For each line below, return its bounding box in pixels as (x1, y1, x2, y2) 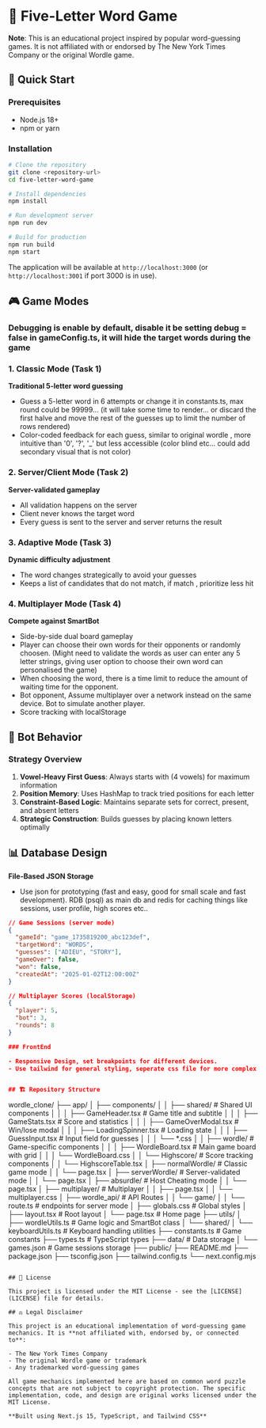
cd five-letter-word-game (8, 176, 93, 184)
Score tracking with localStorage (19, 708, 127, 717)
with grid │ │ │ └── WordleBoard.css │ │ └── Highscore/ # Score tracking (8, 1151, 253, 1160)
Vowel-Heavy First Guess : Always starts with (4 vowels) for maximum (19, 772, 250, 781)
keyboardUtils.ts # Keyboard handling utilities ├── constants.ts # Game (8, 1226, 242, 1236)
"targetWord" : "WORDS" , (15, 941, 93, 949)
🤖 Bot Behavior (8, 730, 83, 743)
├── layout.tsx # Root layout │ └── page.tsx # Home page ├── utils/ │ (8, 1210, 241, 1219)
